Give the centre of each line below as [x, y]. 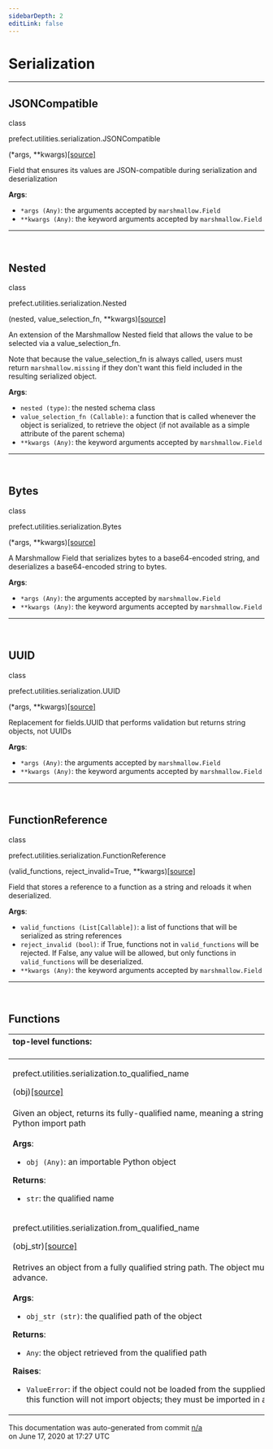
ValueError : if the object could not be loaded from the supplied [146, 1390]
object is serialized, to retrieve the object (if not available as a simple [135, 425]
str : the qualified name [70, 1199]
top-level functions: [52, 1042]
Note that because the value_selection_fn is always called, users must [126, 359]
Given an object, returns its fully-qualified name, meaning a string [138, 1114]
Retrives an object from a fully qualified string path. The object [131, 1268]
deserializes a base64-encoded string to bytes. [88, 566]
